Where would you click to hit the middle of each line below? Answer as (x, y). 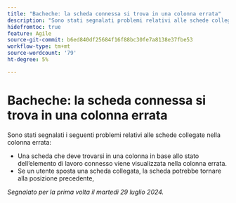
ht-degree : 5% (28, 60)
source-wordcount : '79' (42, 53)
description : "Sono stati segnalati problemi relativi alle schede (108, 20)
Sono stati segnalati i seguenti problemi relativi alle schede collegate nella (114, 135)
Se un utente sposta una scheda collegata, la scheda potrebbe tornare (119, 171)
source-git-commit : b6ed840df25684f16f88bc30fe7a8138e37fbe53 (100, 40)
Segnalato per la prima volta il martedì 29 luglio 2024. (86, 192)
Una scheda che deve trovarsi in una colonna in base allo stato (108, 156)
